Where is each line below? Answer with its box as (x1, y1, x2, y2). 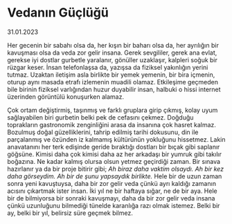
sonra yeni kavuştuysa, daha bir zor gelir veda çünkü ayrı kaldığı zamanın (7, 179, 217, 187)
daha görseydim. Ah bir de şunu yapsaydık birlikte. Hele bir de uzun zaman (7, 171, 222, 180)
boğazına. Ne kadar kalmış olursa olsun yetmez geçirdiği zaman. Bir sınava (7, 157, 220, 165)
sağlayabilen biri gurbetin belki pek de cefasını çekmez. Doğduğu (7, 113, 194, 122)
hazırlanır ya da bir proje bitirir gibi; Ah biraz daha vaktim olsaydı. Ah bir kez (7, 165, 224, 173)
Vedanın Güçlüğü (7, 5, 109, 21)
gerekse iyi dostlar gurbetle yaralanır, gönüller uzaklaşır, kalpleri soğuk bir (7, 55, 218, 64)
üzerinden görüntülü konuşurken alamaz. (7, 92, 125, 101)
